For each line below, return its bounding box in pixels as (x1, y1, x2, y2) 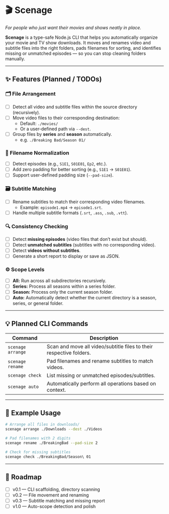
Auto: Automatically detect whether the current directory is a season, (12, 294, 157, 300)
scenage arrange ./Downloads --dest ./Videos (5, 426, 102, 432)
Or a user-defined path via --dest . (20, 126, 91, 132)
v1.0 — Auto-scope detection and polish (12, 503, 96, 509)
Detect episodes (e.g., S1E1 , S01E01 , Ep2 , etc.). (12, 161, 107, 167)
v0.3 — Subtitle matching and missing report (12, 497, 105, 503)
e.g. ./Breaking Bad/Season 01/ (20, 137, 86, 143)
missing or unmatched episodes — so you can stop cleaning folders (5, 50, 146, 56)
